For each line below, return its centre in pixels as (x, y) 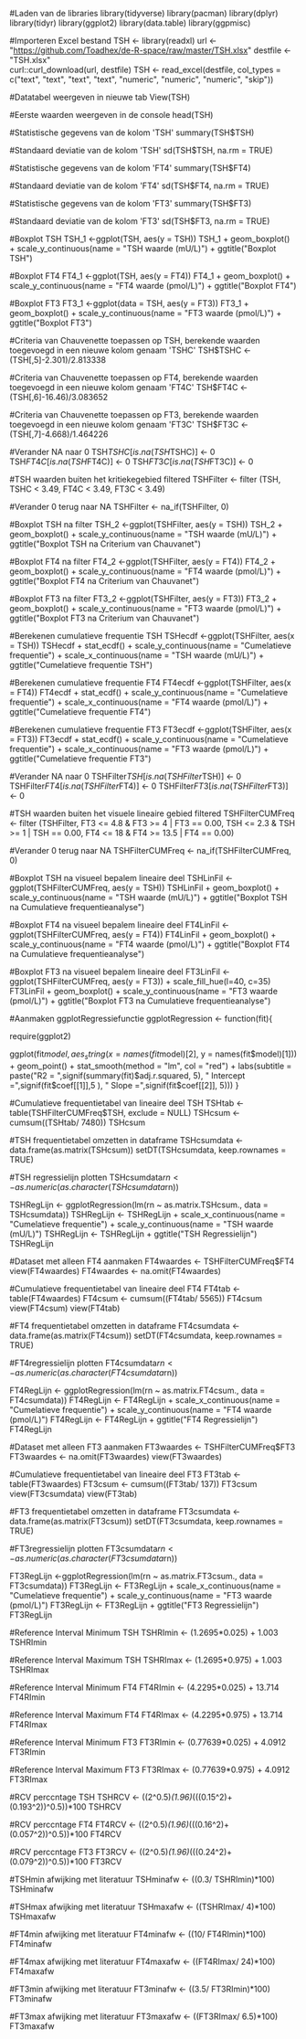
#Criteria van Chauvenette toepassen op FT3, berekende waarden (134, 414)
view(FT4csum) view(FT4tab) (65, 1308)
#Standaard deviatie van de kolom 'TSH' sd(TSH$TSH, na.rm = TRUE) (142, 150)
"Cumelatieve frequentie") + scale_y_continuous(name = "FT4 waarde (141, 1409)
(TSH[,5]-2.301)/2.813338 (58, 360)
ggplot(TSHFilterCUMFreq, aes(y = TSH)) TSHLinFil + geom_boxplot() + (145, 887)
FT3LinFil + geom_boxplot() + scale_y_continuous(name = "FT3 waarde (144, 991)
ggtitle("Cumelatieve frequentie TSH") (81, 665)
